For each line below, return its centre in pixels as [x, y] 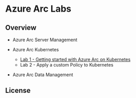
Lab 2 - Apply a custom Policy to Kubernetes [67, 65]
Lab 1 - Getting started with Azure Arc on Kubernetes [75, 59]
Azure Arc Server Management [45, 40]
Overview [21, 28]
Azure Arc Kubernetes [36, 50]
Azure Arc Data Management [43, 75]
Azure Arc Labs [38, 9]
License [18, 91]
